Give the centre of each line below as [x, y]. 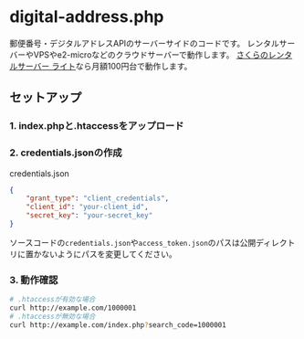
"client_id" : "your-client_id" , [87, 207]
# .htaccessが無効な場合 [52, 316]
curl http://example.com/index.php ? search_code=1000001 [118, 325]
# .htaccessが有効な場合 [52, 300]
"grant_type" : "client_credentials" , [98, 198]
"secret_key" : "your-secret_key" [89, 216]
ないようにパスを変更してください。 [109, 254]
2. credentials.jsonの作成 [66, 153]
